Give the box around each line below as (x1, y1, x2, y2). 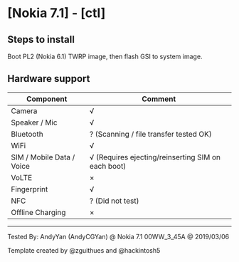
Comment (142, 94, 176, 104)
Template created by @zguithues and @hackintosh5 (7, 246, 161, 254)
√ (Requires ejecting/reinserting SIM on (89, 152, 221, 162)
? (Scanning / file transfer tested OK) (89, 129, 212, 139)
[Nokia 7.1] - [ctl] (7, 5, 106, 21)
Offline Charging (11, 207, 66, 217)
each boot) (89, 161, 127, 171)
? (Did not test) (89, 196, 139, 206)
